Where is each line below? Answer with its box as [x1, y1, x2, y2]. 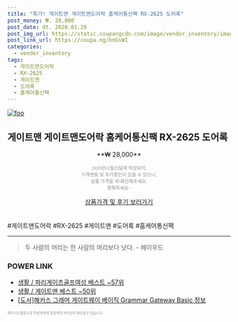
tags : [7, 57, 23, 64]
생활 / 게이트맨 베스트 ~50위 [17, 287, 96, 296]
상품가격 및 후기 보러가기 [84, 197, 154, 206]
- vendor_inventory [13, 50, 72, 57]
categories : [7, 43, 42, 50]
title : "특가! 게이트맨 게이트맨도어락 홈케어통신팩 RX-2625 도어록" [7, 10, 184, 18]
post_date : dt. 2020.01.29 [7, 23, 87, 30]
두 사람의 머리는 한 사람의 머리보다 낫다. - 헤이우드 [24, 243, 164, 251]
